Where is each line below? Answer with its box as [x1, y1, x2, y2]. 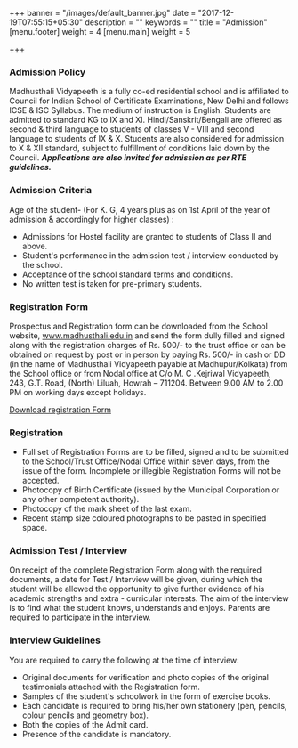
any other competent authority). [21, 494, 140, 505]
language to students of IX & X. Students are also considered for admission [9, 134, 285, 144]
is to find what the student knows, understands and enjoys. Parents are [9, 603, 270, 614]
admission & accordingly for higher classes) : [9, 214, 175, 224]
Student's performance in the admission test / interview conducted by [21, 249, 279, 261]
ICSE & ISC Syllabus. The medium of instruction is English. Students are [9, 105, 271, 116]
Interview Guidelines [9, 634, 101, 646]
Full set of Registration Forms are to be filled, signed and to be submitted [21, 447, 289, 458]
